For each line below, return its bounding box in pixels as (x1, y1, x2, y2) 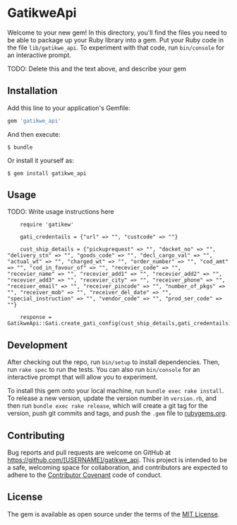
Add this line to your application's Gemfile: (7, 104, 130, 112)
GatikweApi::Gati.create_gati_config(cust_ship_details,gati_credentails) (7, 320, 232, 327)
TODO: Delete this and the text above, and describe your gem (7, 64, 187, 73)
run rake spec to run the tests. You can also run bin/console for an (7, 366, 200, 374)
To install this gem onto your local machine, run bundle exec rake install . (7, 387, 224, 395)
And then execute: (7, 130, 61, 138)
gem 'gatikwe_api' (7, 117, 61, 124)
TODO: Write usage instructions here (7, 207, 114, 216)
